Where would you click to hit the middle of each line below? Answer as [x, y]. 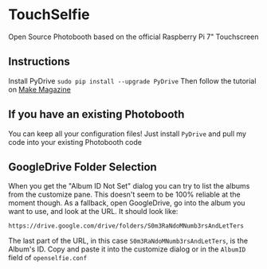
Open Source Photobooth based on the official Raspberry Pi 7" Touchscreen [133, 37]
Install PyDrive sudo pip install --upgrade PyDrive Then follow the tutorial [132, 80]
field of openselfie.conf [48, 258]
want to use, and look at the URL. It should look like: [93, 212]
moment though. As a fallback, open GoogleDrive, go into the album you [127, 203]
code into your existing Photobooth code [75, 142]
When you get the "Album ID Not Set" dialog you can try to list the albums [129, 186]
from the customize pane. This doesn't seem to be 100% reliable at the [124, 195]
